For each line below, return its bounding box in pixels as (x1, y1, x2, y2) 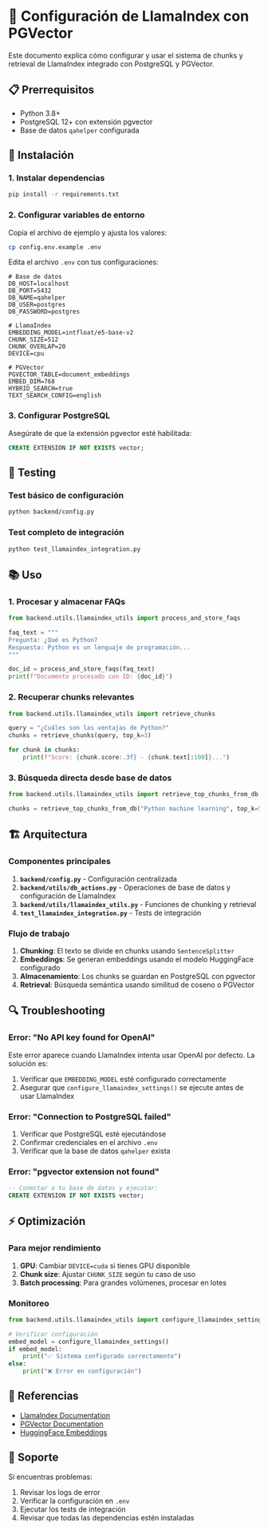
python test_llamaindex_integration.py (8, 545, 141, 553)
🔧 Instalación (8, 149, 74, 162)
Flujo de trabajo (8, 928, 70, 939)
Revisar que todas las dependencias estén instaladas (19, 1512, 195, 1522)
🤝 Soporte (8, 1451, 59, 1465)
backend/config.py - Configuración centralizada (19, 874, 178, 883)
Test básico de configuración (8, 490, 124, 501)
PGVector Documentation (19, 1419, 104, 1429)
